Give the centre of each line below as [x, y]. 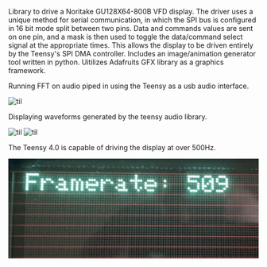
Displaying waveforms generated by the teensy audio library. [108, 117]
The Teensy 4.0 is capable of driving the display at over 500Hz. [112, 147]
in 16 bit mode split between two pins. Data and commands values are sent [131, 28]
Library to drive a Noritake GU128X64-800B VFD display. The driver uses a [131, 12]
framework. [27, 70]
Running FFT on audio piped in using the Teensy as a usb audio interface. [129, 86]
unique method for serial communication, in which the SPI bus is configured [132, 20]
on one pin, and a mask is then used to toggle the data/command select [126, 37]
